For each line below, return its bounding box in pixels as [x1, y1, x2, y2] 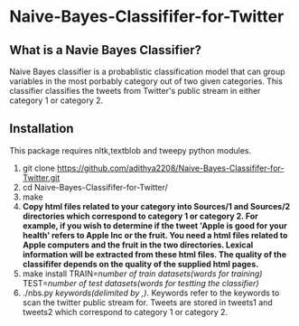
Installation [9, 121, 74, 136]
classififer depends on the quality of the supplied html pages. [22, 258, 259, 269]
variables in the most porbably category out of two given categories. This [9, 76, 283, 87]
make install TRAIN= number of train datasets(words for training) [22, 268, 263, 279]
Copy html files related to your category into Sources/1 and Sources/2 [22, 200, 291, 211]
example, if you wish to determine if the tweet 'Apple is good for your [22, 219, 287, 231]
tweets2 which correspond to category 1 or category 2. [22, 306, 229, 317]
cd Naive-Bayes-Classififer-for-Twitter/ [22, 182, 169, 192]
